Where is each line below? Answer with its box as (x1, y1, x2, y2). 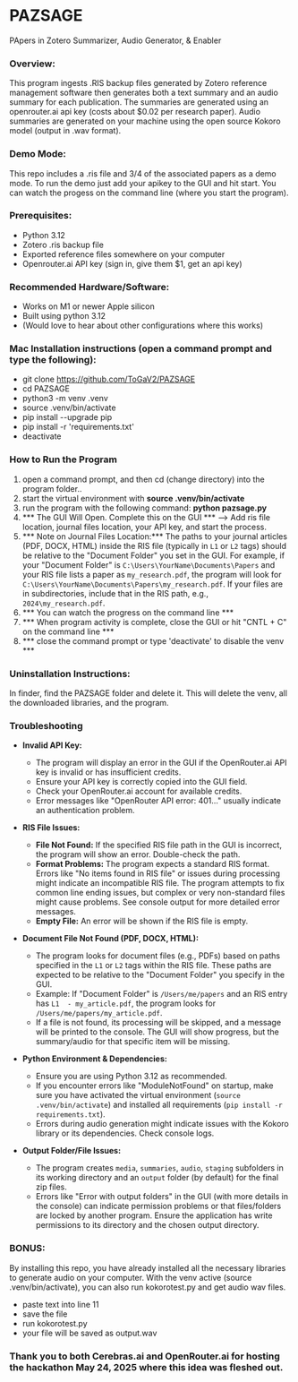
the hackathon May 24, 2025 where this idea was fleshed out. (9, 1361, 284, 1373)
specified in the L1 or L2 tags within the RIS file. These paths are (35, 960, 272, 971)
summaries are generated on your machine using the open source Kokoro (9, 116, 281, 126)
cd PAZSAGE (21, 383, 70, 394)
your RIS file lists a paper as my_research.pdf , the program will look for (21, 569, 282, 579)
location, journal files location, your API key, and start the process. (21, 521, 267, 532)
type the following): (9, 354, 97, 366)
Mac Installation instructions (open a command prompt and (9, 342, 273, 355)
